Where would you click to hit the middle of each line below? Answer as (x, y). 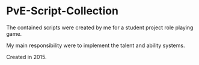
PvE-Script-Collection (63, 11)
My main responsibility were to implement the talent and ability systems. (96, 45)
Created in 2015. (26, 57)
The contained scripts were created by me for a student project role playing (100, 27)
